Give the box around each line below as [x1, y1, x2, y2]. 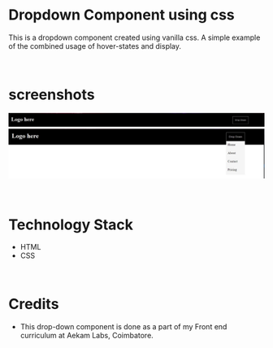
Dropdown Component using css [8, 6, 236, 24]
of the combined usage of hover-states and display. [8, 41, 181, 50]
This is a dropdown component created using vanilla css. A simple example [8, 33, 261, 42]
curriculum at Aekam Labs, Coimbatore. [19, 331, 154, 341]
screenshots [8, 85, 95, 104]
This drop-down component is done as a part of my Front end [19, 322, 227, 332]
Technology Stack [8, 215, 134, 233]
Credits [8, 295, 59, 314]
